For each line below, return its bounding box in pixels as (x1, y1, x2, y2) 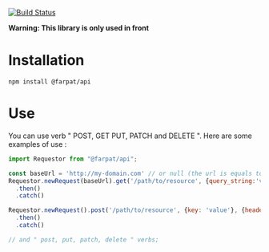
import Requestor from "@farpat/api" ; (8, 155, 138, 163)
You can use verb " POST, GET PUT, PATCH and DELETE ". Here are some (8, 131, 252, 140)
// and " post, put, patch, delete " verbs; (8, 235, 159, 244)
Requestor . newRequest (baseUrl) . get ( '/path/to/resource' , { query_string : (8, 177, 256, 185)
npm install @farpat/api (8, 77, 91, 86)
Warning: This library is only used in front (8, 23, 150, 32)
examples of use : (8, 139, 67, 148)
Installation (8, 51, 85, 70)
